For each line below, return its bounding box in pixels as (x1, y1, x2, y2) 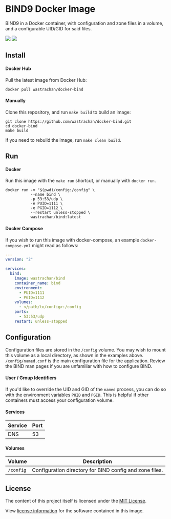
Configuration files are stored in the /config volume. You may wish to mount (5, 346, 166, 353)
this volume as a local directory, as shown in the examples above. (5, 352, 144, 358)
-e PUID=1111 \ (30, 201, 63, 206)
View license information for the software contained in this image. (5, 508, 144, 514)
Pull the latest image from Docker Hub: (5, 77, 87, 83)
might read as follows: (31, 242, 78, 248)
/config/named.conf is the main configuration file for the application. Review (5, 358, 165, 364)
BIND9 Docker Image (5, 3, 96, 15)
